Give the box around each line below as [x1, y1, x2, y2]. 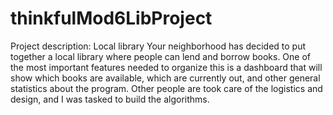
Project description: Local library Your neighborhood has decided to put [10, 40, 307, 52]
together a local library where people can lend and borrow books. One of [10, 50, 311, 62]
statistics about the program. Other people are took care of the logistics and [10, 82, 323, 94]
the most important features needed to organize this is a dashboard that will [10, 61, 323, 73]
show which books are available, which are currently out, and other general [10, 72, 321, 84]
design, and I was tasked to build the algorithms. [10, 93, 210, 105]
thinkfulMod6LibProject [10, 7, 213, 30]
